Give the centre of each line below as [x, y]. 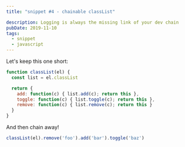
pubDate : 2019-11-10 [32, 28]
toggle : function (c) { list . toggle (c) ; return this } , [86, 99]
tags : [13, 33]
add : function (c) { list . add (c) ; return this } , [78, 94]
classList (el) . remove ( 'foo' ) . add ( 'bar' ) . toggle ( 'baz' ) [75, 138]
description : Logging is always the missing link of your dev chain [92, 22]
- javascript [28, 44]
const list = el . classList [45, 78]
